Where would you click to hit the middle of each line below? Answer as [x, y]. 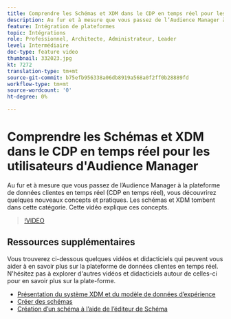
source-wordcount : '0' [40, 90]
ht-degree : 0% [27, 97]
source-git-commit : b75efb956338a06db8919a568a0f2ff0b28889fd [98, 78]
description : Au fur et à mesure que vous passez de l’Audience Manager [113, 20]
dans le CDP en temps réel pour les [109, 152]
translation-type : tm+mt [43, 71]
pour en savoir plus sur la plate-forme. [62, 280]
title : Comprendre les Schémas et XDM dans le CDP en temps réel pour [110, 13]
